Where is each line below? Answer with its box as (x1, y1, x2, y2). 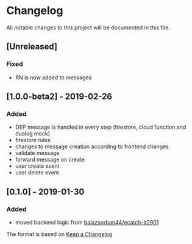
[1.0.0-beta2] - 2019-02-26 (6, 91, 113, 102)
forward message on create (15, 156, 85, 163)
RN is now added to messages (15, 74, 92, 81)
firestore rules (15, 137, 51, 144)
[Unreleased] (6, 41, 58, 52)
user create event (15, 162, 60, 170)
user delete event (15, 169, 60, 176)
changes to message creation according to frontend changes (15, 143, 169, 150)
